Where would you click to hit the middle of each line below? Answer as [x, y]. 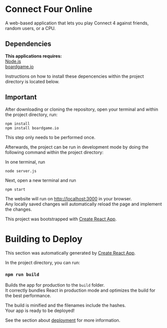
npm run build [22, 275]
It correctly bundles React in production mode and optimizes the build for [80, 290]
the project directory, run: [31, 114]
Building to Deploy [44, 239]
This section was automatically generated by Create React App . [71, 253]
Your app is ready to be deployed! [40, 311]
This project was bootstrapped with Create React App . [61, 219]
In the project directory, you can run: [43, 262]
